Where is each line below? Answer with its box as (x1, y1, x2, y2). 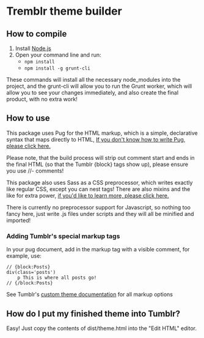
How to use (6, 113, 50, 123)
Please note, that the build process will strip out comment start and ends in (6, 154, 195, 161)
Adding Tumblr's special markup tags (6, 232, 120, 240)
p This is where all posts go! (17, 275, 97, 281)
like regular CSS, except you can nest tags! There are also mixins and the (6, 185, 191, 193)
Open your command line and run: (15, 51, 102, 59)
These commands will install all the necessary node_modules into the (6, 76, 181, 83)
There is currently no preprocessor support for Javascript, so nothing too (6, 203, 191, 211)
